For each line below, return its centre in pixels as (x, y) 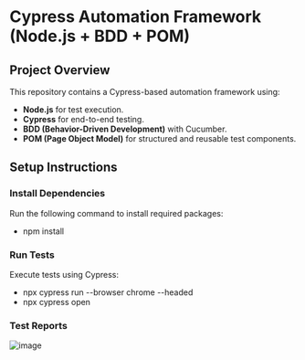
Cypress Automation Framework (136, 17)
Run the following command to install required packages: (116, 213)
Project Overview (60, 70)
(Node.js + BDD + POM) (100, 36)
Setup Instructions (63, 168)
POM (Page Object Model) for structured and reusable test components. (159, 138)
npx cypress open (57, 302)
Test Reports (39, 325)
